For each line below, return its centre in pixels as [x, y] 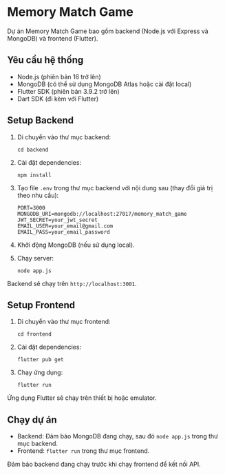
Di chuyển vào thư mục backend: [64, 137]
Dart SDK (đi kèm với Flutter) [58, 99]
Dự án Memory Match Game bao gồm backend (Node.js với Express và [108, 31]
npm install [34, 175]
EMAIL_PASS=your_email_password [63, 232]
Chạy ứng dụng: [40, 372]
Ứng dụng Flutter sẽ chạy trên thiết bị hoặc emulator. [82, 398]
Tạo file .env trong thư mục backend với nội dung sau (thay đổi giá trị [115, 188]
